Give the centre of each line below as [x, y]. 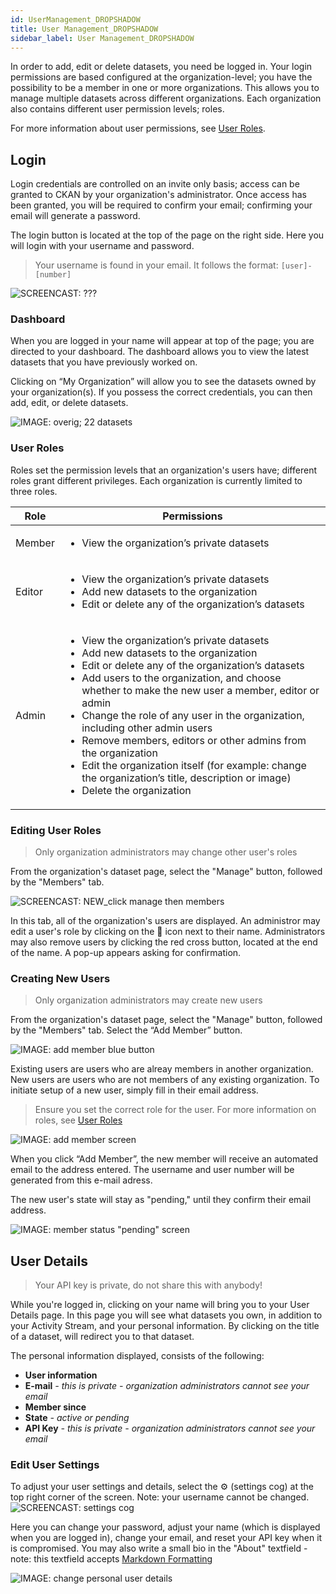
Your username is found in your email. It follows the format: [156, 265]
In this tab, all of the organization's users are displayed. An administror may [165, 921]
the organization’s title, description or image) [186, 778]
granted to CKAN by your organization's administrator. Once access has [158, 195]
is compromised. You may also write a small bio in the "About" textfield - [159, 1548]
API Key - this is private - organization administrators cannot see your [170, 1428]
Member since [55, 1407]
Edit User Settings [55, 1465]
